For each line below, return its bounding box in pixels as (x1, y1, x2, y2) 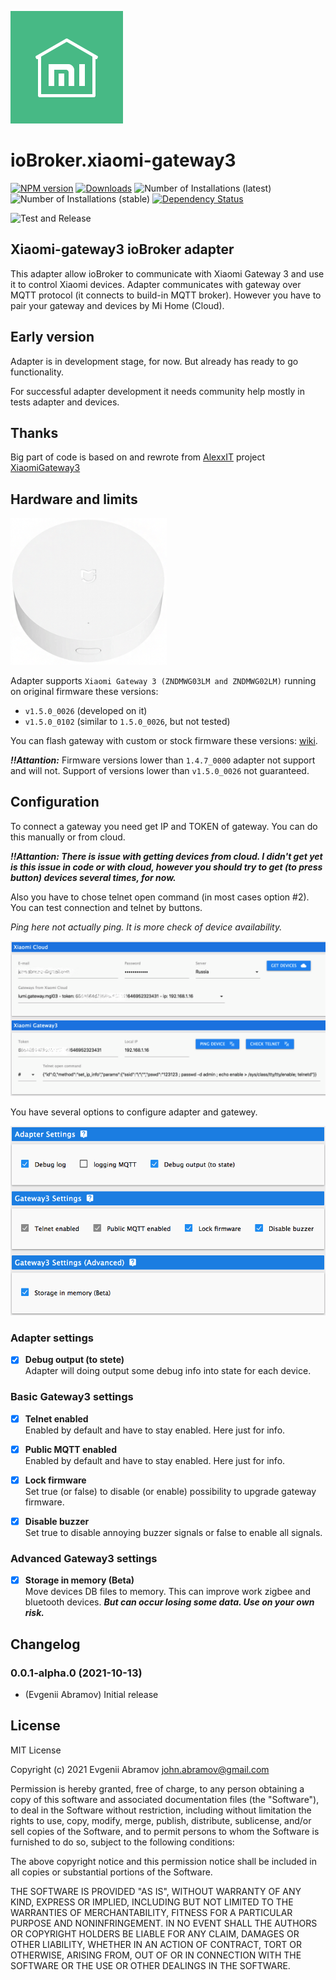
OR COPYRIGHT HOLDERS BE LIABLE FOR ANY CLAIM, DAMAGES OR (10, 1927, 300, 1940)
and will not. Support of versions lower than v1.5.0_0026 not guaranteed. (10, 765, 310, 777)
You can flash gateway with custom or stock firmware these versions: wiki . (10, 735, 318, 747)
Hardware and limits (10, 491, 138, 508)
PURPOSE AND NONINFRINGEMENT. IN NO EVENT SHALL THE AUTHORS (10, 1917, 318, 1929)
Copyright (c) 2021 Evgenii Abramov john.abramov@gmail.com (10, 1763, 270, 1775)
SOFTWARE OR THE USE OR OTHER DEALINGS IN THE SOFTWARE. (10, 1959, 291, 1971)
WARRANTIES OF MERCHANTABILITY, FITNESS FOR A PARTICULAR (10, 1906, 293, 1918)
